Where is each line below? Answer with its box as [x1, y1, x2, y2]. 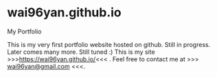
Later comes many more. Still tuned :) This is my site [7, 48, 156, 56]
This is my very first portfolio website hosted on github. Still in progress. [7, 40, 211, 48]
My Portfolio [7, 27, 42, 35]
